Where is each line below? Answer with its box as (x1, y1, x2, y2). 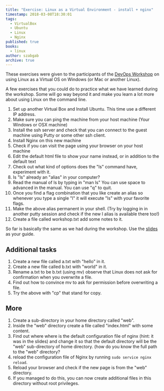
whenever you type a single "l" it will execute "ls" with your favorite (12, 195, 150, 201)
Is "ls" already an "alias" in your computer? (12, 174, 100, 180)
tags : (5, 16, 17, 21)
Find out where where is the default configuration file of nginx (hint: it (12, 333, 154, 339)
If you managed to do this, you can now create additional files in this (12, 375, 152, 381)
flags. (12, 200, 25, 206)
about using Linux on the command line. (5, 97, 87, 103)
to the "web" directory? (12, 349, 61, 354)
